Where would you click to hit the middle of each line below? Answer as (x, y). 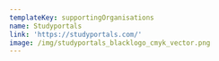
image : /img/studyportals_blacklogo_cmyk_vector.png (110, 43)
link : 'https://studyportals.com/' (76, 34)
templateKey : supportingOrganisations (82, 17)
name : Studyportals (46, 26)
